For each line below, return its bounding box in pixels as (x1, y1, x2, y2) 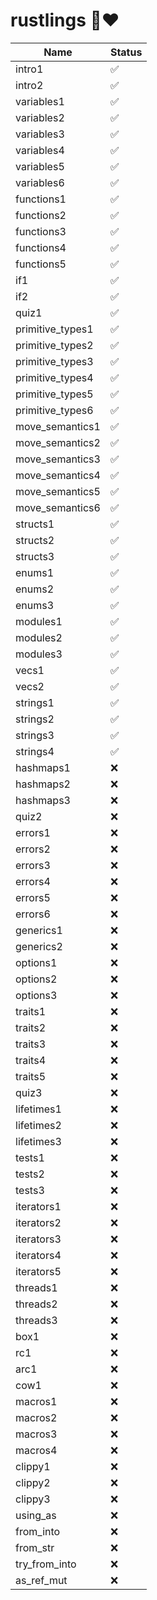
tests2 (15, 1167, 45, 1181)
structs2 (15, 533, 55, 547)
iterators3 (15, 1232, 62, 1246)
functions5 (15, 257, 67, 271)
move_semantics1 (15, 419, 101, 433)
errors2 (15, 842, 51, 856)
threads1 (15, 1280, 58, 1294)
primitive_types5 (15, 387, 94, 401)
